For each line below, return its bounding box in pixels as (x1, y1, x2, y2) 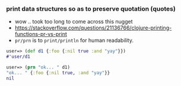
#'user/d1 (6, 54, 31, 60)
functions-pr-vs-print (14, 31, 67, 38)
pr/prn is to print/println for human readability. (14, 37, 134, 44)
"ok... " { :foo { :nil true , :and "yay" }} (6, 70, 110, 75)
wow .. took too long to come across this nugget (14, 18, 133, 25)
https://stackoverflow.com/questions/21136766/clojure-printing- (14, 24, 172, 31)
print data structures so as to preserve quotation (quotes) (6, 5, 176, 13)
